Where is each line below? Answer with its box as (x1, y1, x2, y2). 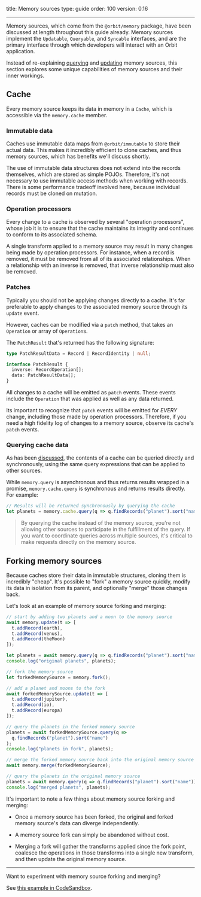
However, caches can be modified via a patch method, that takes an (6, 321, 173, 328)
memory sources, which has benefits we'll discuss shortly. (6, 153, 151, 160)
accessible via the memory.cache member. (6, 111, 108, 118)
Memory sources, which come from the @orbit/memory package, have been (6, 22, 191, 29)
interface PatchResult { (6, 361, 68, 367)
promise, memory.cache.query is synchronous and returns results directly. (6, 485, 185, 492)
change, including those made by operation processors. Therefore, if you (6, 413, 187, 421)
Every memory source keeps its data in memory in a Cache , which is (6, 105, 172, 112)
